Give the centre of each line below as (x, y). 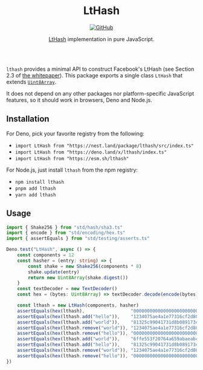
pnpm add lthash (35, 188)
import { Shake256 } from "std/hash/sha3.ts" (64, 227)
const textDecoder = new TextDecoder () (67, 289)
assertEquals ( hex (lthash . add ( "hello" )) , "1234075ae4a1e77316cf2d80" (109, 316)
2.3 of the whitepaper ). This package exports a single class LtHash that (95, 75)
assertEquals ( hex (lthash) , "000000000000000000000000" (109, 311)
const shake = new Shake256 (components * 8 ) (85, 266)
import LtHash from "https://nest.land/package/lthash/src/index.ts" (105, 146)
